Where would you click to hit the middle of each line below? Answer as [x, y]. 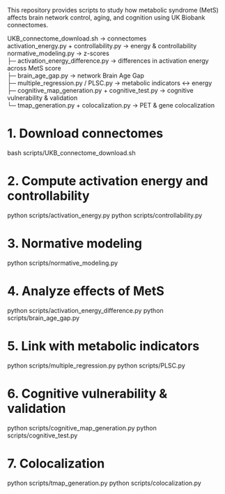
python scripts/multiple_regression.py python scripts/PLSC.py [96, 365]
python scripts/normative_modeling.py [63, 263]
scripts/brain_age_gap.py [44, 318]
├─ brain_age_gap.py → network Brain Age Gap [76, 75]
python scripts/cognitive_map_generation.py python [82, 428]
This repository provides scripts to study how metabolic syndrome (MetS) [113, 10]
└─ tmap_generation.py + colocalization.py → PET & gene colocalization [111, 105]
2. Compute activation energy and [108, 181]
